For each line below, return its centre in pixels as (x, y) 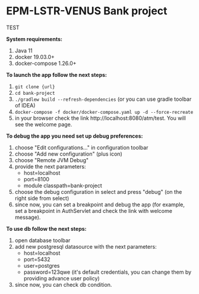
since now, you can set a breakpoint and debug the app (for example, (100, 205)
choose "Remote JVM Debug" (52, 160)
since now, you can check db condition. (63, 284)
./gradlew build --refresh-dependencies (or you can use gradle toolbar (103, 99)
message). (28, 217)
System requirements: (34, 39)
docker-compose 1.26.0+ (45, 63)
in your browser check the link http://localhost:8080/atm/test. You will (100, 118)
